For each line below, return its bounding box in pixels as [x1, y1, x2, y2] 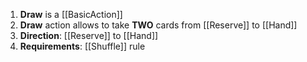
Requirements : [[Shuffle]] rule [19, 40, 146, 52]
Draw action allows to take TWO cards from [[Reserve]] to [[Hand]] [19, 19, 298, 31]
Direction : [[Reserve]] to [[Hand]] [19, 30, 159, 41]
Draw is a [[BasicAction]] [19, 9, 123, 20]
